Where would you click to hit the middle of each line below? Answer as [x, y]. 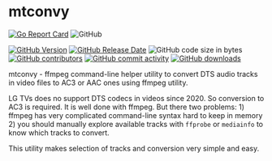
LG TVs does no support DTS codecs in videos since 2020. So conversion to [136, 98]
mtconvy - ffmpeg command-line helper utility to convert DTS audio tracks [133, 74]
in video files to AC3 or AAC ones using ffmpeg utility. [98, 83]
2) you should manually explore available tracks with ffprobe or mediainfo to [136, 124]
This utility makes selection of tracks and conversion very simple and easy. [134, 148]
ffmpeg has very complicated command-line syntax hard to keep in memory [136, 115]
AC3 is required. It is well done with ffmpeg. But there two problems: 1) [127, 107]
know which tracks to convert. [59, 133]
